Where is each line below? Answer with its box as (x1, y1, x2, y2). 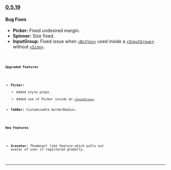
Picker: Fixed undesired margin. (12, 27, 80, 34)
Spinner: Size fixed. (12, 33, 55, 39)
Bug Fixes (5, 16, 27, 22)
